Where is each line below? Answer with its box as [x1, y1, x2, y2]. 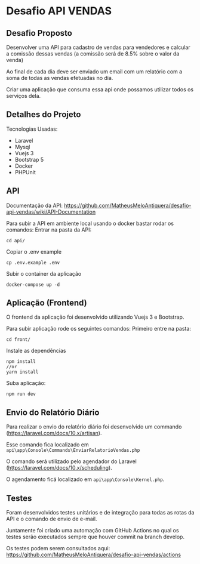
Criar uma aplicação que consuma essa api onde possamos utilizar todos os [6, 86, 194, 93]
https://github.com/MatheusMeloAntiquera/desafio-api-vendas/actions [6, 551, 181, 559]
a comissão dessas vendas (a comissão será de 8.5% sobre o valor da [6, 50, 180, 57]
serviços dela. [6, 93, 41, 99]
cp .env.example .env [6, 260, 60, 266]
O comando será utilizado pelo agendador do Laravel [6, 458, 137, 465]
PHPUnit [14, 168, 36, 175]
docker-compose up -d [6, 282, 60, 288]
